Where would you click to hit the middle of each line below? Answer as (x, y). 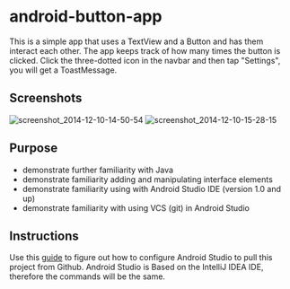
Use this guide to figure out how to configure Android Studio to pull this (141, 258)
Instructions (44, 236)
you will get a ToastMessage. (63, 70)
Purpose (34, 149)
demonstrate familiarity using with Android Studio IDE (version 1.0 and (151, 188)
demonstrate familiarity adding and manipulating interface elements (148, 179)
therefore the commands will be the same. (88, 276)
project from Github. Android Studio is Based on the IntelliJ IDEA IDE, (136, 267)
